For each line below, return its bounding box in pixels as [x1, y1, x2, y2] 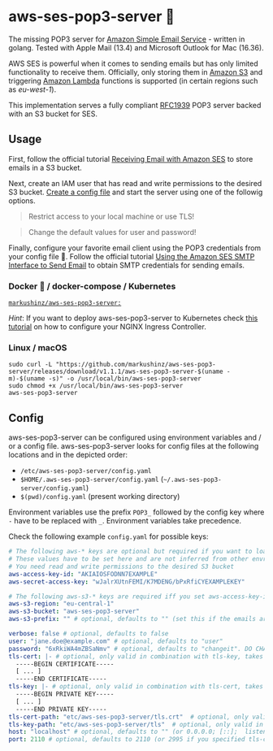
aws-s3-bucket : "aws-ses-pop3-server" [8, 607, 140, 616]
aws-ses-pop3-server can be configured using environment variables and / [8, 432, 262, 442]
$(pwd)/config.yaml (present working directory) [19, 492, 180, 501]
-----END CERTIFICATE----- [15, 675, 107, 684]
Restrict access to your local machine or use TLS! [28, 211, 195, 221]
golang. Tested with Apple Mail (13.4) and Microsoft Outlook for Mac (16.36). [8, 42, 264, 52]
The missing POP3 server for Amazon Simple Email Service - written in [8, 34, 245, 44]
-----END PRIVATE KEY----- [15, 705, 107, 714]
